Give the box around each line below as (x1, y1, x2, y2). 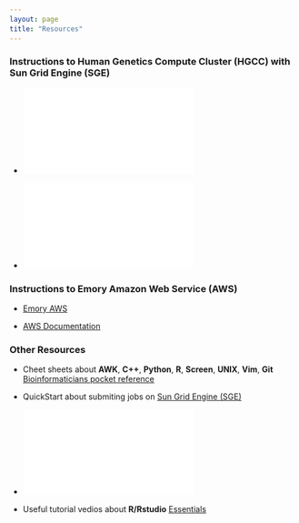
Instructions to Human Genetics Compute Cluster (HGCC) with (9, 55, 291, 68)
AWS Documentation (22, 321, 101, 332)
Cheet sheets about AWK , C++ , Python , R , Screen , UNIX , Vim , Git (22, 364, 274, 375)
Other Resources (9, 344, 86, 357)
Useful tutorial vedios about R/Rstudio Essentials (22, 504, 207, 515)
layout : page (9, 15, 59, 24)
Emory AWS (22, 303, 68, 314)
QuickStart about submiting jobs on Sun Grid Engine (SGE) (22, 391, 243, 402)
